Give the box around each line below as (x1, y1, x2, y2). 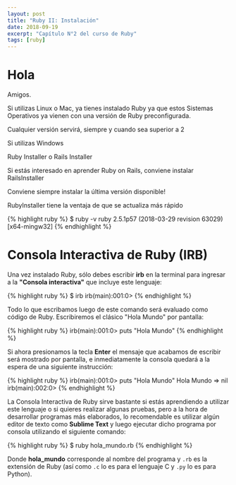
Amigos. (7, 90, 32, 99)
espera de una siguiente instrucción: (7, 363, 113, 371)
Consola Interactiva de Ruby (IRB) (7, 247, 208, 263)
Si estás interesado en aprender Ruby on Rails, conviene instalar (7, 167, 194, 175)
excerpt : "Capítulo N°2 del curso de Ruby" (7, 30, 137, 37)
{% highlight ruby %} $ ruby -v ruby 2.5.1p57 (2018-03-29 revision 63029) (7, 215, 223, 223)
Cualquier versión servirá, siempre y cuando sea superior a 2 (7, 125, 185, 134)
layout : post (7, 10, 46, 18)
